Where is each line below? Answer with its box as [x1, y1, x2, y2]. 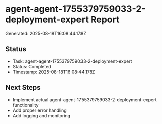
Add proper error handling [12, 107, 67, 113]
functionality [12, 102, 39, 108]
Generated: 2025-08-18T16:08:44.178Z [5, 30, 87, 36]
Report [90, 14, 120, 25]
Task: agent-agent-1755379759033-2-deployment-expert [12, 58, 132, 64]
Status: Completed [12, 63, 51, 69]
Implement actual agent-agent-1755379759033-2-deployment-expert [12, 96, 157, 103]
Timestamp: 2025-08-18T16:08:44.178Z [12, 69, 95, 75]
